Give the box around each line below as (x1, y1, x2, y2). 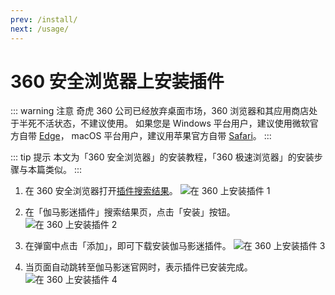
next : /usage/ (10, 24, 70, 34)
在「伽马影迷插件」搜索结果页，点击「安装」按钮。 (24, 206, 236, 218)
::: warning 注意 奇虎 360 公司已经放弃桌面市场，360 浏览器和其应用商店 (10, 105, 310, 117)
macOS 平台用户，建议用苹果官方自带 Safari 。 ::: (71, 130, 272, 142)
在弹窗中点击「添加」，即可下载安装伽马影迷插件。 (24, 240, 232, 252)
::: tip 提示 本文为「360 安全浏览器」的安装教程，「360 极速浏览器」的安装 (10, 151, 315, 163)
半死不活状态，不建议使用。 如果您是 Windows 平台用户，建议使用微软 (18, 117, 310, 130)
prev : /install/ (10, 14, 78, 25)
